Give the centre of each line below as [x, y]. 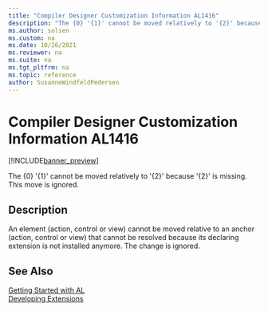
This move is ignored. [44, 185]
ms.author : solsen [39, 30]
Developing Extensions [46, 299]
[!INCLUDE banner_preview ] [54, 161]
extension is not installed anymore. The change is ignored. [104, 246]
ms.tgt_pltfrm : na [39, 68]
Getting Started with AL [47, 290]
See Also [31, 271]
